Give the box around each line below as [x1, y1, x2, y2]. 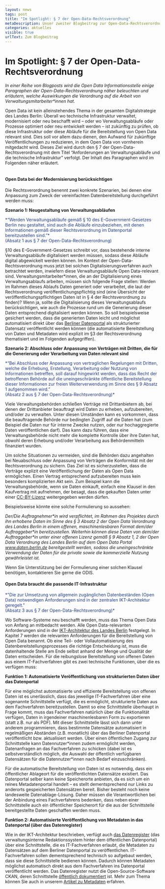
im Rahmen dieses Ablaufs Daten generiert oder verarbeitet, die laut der [5, 284, 151, 290]
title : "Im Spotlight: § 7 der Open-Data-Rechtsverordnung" [5, 16, 131, 21]
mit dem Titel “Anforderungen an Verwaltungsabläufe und [43, 149, 160, 155]
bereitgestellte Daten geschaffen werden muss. [5, 807, 101, 813]
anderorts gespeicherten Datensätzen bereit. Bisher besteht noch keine [5, 787, 150, 793]
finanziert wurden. [5, 443, 43, 449]
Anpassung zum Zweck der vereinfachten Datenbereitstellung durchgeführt [5, 193, 159, 199]
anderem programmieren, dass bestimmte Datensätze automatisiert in [5, 725, 146, 731]
